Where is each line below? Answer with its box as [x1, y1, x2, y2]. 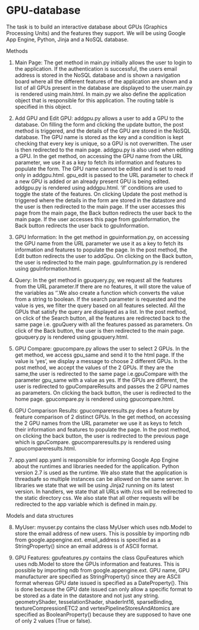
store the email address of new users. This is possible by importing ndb [14, 530, 190, 537]
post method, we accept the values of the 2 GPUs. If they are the [14, 364, 174, 371]
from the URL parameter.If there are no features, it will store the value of [14, 283, 191, 290]
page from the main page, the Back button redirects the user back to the [14, 209, 192, 216]
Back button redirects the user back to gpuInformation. [14, 222, 150, 229]
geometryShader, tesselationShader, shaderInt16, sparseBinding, [14, 598, 173, 605]
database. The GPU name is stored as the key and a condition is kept [14, 133, 184, 140]
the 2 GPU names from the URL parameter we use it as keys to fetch [14, 420, 182, 427]
